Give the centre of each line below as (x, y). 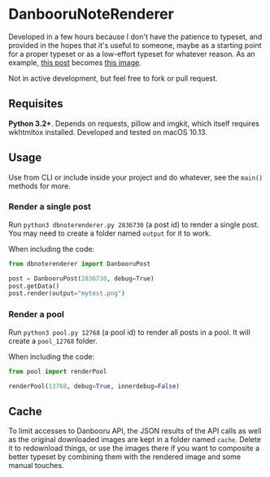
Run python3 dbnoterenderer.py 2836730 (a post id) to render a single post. (134, 224)
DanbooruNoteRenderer (91, 14)
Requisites (36, 104)
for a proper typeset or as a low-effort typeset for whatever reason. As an (132, 54)
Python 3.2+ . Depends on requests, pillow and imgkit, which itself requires (134, 124)
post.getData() (34, 286)
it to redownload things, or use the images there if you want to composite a (134, 449)
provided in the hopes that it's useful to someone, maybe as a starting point (135, 45)
